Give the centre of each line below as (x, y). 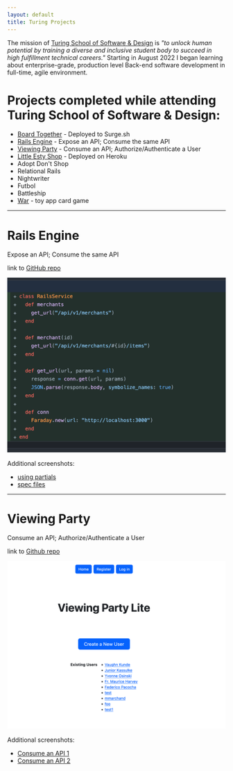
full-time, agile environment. (48, 72)
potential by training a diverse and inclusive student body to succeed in (110, 50)
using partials (37, 477)
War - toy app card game (53, 201)
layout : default (31, 15)
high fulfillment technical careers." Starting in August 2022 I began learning (115, 57)
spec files (31, 484)
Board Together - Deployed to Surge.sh (74, 134)
